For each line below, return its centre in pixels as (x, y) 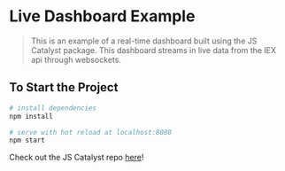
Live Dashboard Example (102, 16)
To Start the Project (64, 87)
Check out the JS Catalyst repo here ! (77, 158)
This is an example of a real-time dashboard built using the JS (144, 41)
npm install (31, 116)
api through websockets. (76, 59)
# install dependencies (53, 108)
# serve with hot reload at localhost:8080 (91, 132)
